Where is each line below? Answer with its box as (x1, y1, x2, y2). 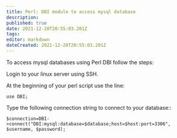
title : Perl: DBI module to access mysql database (6, 8, 136, 15)
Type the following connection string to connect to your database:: (6, 104, 172, 111)
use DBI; (6, 94, 28, 100)
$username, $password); (6, 126, 66, 132)
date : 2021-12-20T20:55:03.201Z (6, 25, 87, 32)
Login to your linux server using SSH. (6, 70, 98, 77)
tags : (6, 31, 20, 37)
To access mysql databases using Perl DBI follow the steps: (6, 58, 154, 66)
